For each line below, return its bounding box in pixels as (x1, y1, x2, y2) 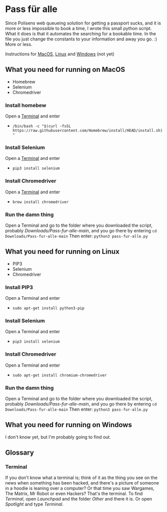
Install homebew (5, 101, 46, 108)
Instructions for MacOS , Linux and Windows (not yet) (5, 51, 114, 57)
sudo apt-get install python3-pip (12, 306, 84, 311)
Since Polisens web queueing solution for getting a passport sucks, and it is (5, 20, 161, 26)
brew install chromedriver (12, 199, 69, 204)
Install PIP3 (5, 284, 33, 291)
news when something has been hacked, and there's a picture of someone (5, 480, 159, 486)
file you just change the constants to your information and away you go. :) (5, 36, 157, 42)
